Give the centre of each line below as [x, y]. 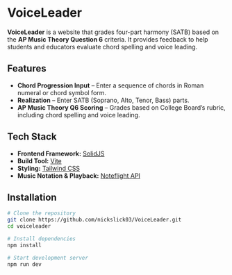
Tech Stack [32, 137]
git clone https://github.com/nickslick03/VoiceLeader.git [94, 220]
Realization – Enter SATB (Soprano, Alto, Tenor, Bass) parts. [103, 100]
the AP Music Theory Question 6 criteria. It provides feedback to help [108, 39]
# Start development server [48, 258]
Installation [32, 197]
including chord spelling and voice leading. [78, 115]
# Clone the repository [42, 213]
